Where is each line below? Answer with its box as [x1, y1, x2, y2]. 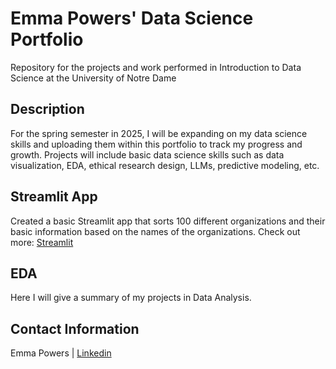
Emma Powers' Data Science [10, 7, 254, 30]
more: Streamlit [10, 236, 74, 248]
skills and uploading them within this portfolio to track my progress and [10, 138, 303, 150]
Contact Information [10, 320, 140, 337]
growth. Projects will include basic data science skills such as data [10, 148, 285, 161]
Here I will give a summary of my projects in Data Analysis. [10, 292, 252, 304]
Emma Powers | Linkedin [10, 347, 112, 359]
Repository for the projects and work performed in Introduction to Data [10, 61, 302, 73]
